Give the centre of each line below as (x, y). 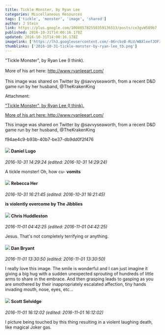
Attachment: (18, 96)
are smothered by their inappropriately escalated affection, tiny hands (76, 284)
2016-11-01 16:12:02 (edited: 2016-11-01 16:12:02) (55, 312)
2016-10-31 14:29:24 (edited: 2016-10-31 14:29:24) (56, 162)
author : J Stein (22, 23)
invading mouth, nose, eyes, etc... (39, 289)
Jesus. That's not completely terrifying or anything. (57, 236)
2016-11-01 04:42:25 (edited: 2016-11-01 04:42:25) (56, 227)
